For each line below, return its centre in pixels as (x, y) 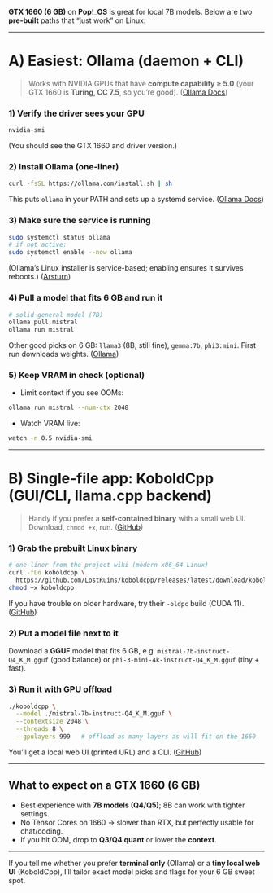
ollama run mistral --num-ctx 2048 (69, 408)
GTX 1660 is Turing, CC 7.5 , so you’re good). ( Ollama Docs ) (128, 92)
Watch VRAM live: (50, 424)
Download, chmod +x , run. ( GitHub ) (86, 527)
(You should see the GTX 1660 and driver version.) (93, 146)
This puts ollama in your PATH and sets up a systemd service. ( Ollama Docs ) (136, 200)
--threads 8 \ (39, 729)
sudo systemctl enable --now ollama (70, 253)
